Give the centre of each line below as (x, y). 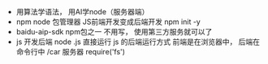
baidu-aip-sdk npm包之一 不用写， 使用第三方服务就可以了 (114, 32)
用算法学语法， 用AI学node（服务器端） (82, 12)
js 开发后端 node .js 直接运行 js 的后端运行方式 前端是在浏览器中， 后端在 (138, 42)
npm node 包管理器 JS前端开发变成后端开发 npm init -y (108, 22)
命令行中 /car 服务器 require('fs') (71, 52)
